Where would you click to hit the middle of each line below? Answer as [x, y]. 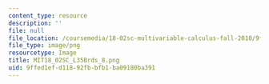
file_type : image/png [44, 46]
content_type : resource [48, 16]
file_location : [34, 38]
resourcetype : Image [43, 53]
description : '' [35, 23]
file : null [26, 30]
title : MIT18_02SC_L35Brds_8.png [64, 61]
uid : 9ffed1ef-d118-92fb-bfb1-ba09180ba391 [82, 68]
